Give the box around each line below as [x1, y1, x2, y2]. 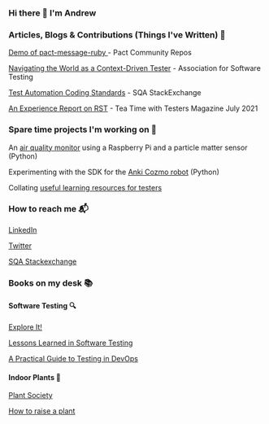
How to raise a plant [8, 406, 76, 416]
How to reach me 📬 [8, 203, 89, 215]
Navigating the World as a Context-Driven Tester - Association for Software [8, 63, 262, 73]
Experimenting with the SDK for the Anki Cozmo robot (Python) [8, 167, 219, 177]
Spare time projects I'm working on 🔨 [8, 124, 157, 135]
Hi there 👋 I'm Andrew [8, 7, 97, 19]
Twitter [8, 240, 33, 251]
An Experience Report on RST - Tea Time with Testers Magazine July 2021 [8, 103, 258, 113]
